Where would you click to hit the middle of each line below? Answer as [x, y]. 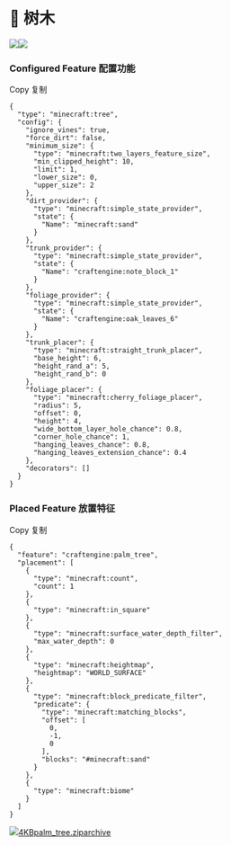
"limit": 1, [55, 170]
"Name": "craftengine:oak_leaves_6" [110, 319]
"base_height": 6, [67, 359]
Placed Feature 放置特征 [62, 509]
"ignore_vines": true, [68, 130]
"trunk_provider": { [64, 248]
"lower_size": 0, [66, 178]
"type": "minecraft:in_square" [92, 610]
